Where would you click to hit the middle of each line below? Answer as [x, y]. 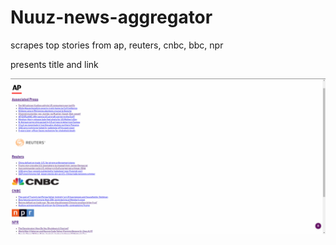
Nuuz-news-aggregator [111, 17]
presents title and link [54, 64]
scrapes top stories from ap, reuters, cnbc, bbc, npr [117, 45]
